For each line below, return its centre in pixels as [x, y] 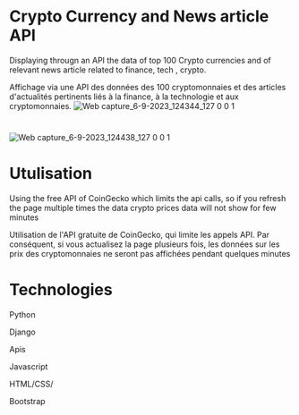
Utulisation [51, 174]
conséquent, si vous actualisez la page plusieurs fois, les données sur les [145, 244]
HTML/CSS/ [31, 384]
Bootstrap [28, 401]
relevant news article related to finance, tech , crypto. [108, 70]
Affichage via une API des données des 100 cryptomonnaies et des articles [148, 87]
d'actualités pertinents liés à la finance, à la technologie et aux [124, 97]
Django [22, 332]
